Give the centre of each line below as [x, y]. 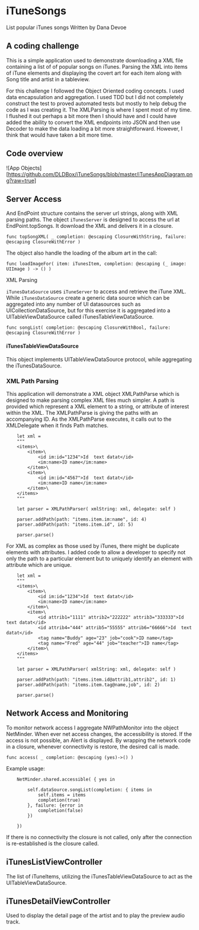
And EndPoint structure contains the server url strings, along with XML [92, 213]
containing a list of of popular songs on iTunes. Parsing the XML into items [97, 66]
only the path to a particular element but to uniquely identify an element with [99, 558]
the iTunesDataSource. [34, 366]
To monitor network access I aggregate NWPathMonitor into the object [92, 728]
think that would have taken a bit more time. [60, 135]
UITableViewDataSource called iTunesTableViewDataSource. [80, 317]
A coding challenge [43, 46]
